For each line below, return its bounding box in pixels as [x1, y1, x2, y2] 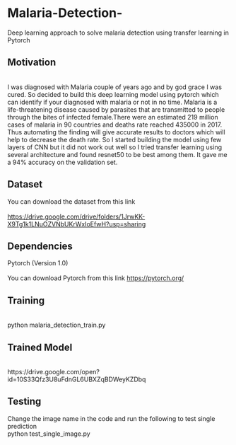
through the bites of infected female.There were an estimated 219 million [7, 112, 218, 121]
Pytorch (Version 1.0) [7, 259, 69, 267]
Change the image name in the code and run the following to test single [7, 414, 216, 422]
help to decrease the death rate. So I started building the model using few [7, 135, 222, 144]
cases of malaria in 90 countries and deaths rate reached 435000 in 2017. [7, 120, 223, 129]
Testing [7, 395, 42, 408]
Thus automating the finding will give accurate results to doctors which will [7, 127, 225, 136]
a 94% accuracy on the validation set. [7, 158, 118, 166]
